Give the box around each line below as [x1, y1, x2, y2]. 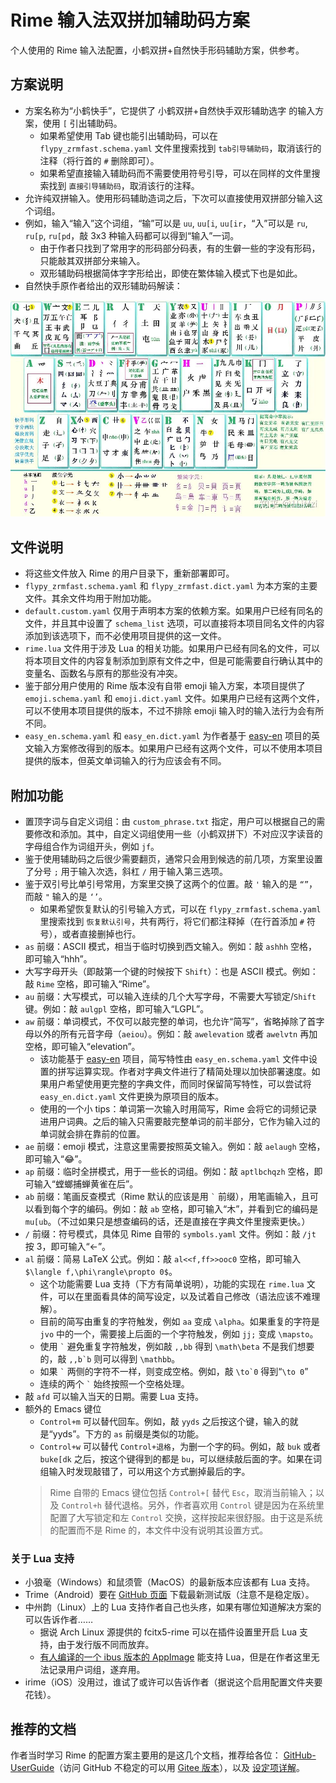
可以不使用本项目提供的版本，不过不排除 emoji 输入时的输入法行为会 [24, 705, 307, 717]
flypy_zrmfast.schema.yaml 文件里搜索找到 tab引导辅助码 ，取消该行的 [39, 142, 322, 154]
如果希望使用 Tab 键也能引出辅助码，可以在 [39, 129, 218, 141]
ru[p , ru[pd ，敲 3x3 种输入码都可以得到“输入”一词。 [24, 229, 240, 241]
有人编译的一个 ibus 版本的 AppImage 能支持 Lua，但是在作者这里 [39, 1651, 312, 1663]
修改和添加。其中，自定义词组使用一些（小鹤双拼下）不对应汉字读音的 [33, 828, 323, 840]
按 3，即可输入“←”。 [24, 1241, 112, 1252]
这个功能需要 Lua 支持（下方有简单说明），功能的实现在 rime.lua [39, 1278, 305, 1290]
